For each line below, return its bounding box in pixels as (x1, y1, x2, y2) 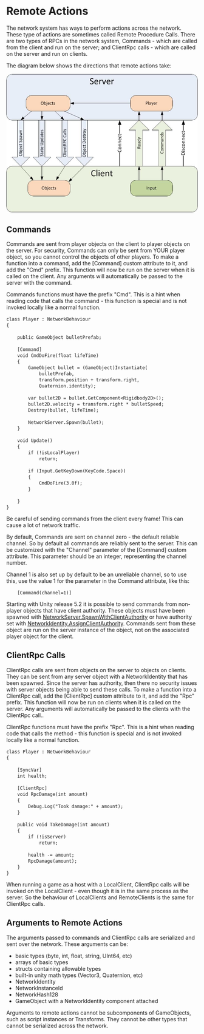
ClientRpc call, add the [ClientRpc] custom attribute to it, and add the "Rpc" (6, 692, 195, 699)
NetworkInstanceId (15, 984, 63, 991)
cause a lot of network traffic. (6, 521, 81, 529)
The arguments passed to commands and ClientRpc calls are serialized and (6, 934, 195, 941)
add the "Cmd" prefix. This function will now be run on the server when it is (6, 266, 195, 273)
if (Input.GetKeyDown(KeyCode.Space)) (28, 468, 126, 474)
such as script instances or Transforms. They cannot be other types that (6, 1015, 188, 1022)
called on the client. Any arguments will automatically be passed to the (6, 272, 183, 280)
